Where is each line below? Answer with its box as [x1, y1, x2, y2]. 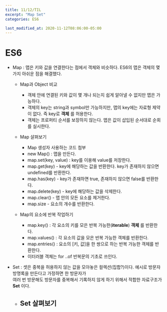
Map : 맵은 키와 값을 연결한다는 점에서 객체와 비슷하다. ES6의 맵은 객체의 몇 [12, 65, 160, 71]
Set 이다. [12, 283, 31, 289]
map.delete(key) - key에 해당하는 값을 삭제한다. [27, 188, 122, 194]
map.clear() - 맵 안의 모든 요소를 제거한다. [27, 195, 110, 201]
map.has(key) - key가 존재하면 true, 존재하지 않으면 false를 [27, 176, 145, 182]
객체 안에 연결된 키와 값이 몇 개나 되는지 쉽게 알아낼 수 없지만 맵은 [27, 92, 155, 98]
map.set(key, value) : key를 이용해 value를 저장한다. [27, 157, 131, 163]
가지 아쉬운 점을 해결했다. [12, 71, 62, 77]
